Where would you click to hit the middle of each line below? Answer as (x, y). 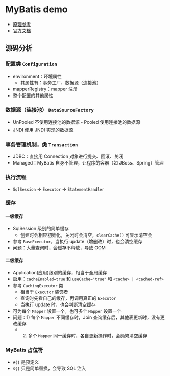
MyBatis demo (37, 9)
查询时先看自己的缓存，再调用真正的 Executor (68, 298)
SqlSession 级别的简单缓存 (41, 228)
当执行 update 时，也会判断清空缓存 (58, 304)
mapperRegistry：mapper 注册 (45, 89)
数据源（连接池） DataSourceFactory (50, 110)
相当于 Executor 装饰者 (44, 292)
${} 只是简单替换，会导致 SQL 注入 (49, 368)
